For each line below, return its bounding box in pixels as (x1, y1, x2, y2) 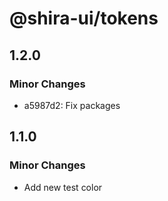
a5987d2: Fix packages (23, 99, 121, 111)
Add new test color (23, 181, 103, 193)
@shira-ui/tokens (9, 7, 159, 30)
